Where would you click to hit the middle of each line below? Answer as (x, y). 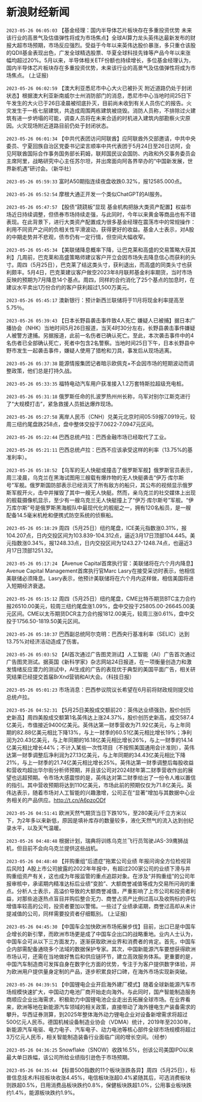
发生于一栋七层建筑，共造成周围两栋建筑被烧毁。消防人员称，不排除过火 (101, 110)
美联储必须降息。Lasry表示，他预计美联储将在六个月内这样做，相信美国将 (97, 578)
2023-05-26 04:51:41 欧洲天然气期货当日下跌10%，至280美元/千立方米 (94, 813)
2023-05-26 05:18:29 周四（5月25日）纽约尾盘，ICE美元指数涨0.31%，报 (96, 528)
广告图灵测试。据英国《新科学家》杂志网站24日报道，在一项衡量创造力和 (96, 662)
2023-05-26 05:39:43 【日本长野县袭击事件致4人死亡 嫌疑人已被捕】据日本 (98, 320)
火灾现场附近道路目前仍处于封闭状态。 (64, 125)
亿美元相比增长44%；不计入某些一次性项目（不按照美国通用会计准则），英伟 (100, 747)
